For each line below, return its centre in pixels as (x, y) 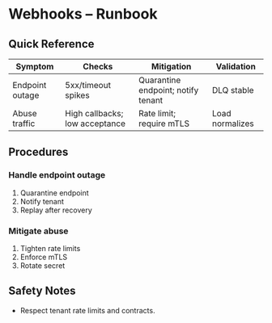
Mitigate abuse (38, 231)
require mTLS (164, 124)
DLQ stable (233, 90)
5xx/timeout (88, 85)
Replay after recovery (56, 210)
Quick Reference (51, 44)
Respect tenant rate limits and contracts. (87, 310)
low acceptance (95, 124)
